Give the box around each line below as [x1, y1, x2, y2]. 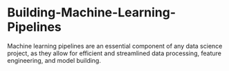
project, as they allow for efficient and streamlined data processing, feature [7, 49, 221, 57]
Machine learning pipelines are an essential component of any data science [7, 42, 223, 50]
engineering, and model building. [7, 56, 102, 64]
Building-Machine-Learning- [7, 5, 176, 20]
